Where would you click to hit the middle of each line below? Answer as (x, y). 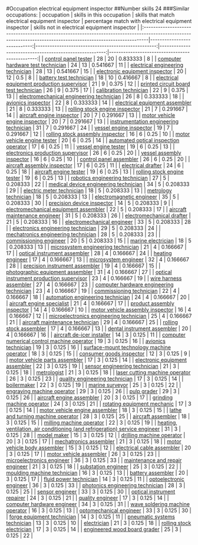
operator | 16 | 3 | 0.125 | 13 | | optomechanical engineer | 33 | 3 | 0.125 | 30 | (99, 510)
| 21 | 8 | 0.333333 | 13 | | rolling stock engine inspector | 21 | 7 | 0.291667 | (97, 109)
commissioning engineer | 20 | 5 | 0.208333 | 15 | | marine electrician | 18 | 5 (99, 241)
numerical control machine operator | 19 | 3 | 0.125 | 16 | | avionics (86, 341)
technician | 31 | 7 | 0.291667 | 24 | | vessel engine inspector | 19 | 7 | (90, 128)
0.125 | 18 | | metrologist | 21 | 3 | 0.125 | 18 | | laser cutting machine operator (98, 372)
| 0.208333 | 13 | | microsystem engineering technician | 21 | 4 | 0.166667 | (96, 247)
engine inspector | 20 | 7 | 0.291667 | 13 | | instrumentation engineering (92, 121)
